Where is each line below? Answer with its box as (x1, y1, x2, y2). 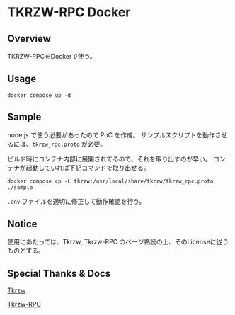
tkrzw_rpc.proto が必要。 (32, 139, 107, 148)
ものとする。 (7, 246, 45, 255)
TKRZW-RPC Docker (7, 4, 131, 21)
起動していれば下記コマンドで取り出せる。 (25, 164, 150, 172)
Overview (7, 33, 52, 45)
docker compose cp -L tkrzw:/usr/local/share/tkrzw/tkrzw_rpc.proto (7, 178, 214, 185)
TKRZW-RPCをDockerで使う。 (7, 52, 97, 60)
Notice (7, 218, 38, 230)
